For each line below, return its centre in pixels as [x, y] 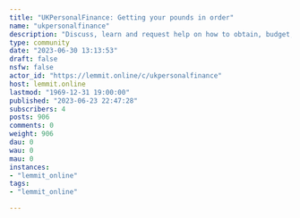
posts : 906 [30, 117]
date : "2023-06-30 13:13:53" [64, 51]
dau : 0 [21, 142]
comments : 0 [31, 126]
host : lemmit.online [48, 84]
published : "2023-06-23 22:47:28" [74, 101]
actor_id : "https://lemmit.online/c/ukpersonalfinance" [116, 76]
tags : [19, 184]
